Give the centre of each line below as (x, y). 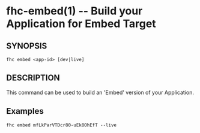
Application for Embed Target (81, 24)
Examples (25, 111)
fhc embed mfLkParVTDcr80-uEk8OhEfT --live (62, 125)
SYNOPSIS (27, 46)
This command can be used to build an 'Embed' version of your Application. (100, 92)
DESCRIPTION (33, 78)
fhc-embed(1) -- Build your (74, 11)
